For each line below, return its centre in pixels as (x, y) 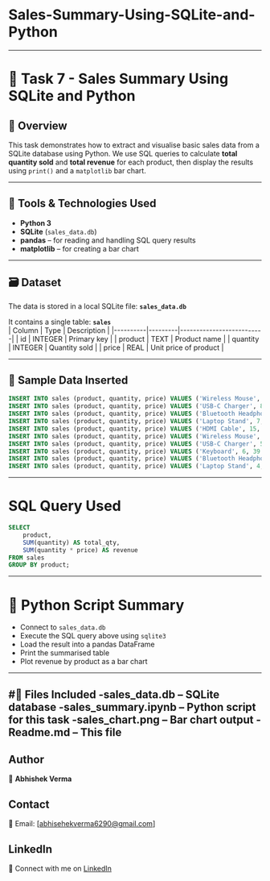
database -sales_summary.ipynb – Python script (132, 707)
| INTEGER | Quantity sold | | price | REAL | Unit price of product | (116, 347)
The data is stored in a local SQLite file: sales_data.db (98, 306)
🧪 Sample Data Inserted (68, 380)
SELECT (19, 528)
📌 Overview (38, 125)
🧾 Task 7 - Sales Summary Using (119, 79)
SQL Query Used (65, 506)
